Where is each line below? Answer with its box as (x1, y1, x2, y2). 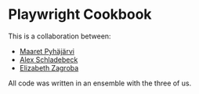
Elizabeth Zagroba (19, 63, 79, 72)
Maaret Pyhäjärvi (19, 46, 74, 56)
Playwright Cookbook (8, 5, 152, 23)
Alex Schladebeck (19, 55, 78, 64)
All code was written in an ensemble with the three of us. (8, 78, 192, 88)
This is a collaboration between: (8, 31, 111, 41)
